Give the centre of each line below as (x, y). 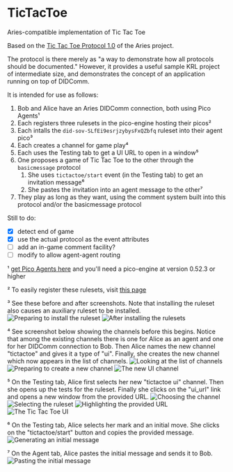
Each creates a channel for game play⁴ (73, 145)
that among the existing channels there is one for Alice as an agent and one (115, 339)
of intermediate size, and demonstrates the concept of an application (106, 74)
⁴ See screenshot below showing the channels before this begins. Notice (111, 331)
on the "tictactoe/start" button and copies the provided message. (101, 432)
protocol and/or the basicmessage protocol (79, 204)
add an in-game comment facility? (66, 247)
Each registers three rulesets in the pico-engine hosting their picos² (114, 123)
